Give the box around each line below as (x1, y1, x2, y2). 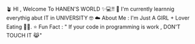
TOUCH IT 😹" (6, 32, 42, 39)
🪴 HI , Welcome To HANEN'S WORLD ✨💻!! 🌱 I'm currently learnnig (6, 5, 174, 12)
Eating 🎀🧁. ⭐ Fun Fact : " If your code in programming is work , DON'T (6, 23, 180, 30)
